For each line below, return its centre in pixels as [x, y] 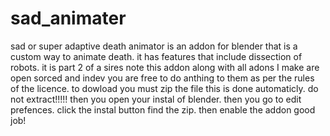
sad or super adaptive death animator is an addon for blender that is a [154, 46]
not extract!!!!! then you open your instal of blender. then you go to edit [156, 99]
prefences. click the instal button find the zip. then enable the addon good [163, 109]
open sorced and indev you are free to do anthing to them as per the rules [162, 78]
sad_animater [68, 18]
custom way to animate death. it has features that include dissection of [156, 56]
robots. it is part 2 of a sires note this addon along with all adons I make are [165, 67]
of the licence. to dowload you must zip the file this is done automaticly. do [164, 88]
